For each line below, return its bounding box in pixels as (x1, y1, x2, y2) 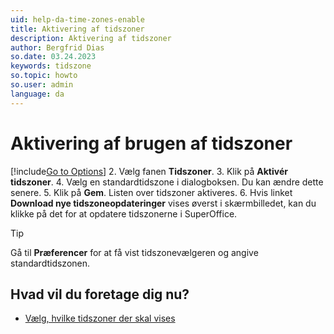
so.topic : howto (10, 71, 78, 81)
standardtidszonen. (10, 257, 91, 269)
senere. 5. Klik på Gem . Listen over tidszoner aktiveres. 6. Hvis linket (10, 186, 293, 198)
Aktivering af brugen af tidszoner (10, 132, 293, 155)
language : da (10, 89, 65, 99)
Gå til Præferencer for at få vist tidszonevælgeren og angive (10, 246, 259, 258)
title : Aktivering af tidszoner (10, 24, 145, 34)
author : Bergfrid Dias (10, 42, 105, 53)
